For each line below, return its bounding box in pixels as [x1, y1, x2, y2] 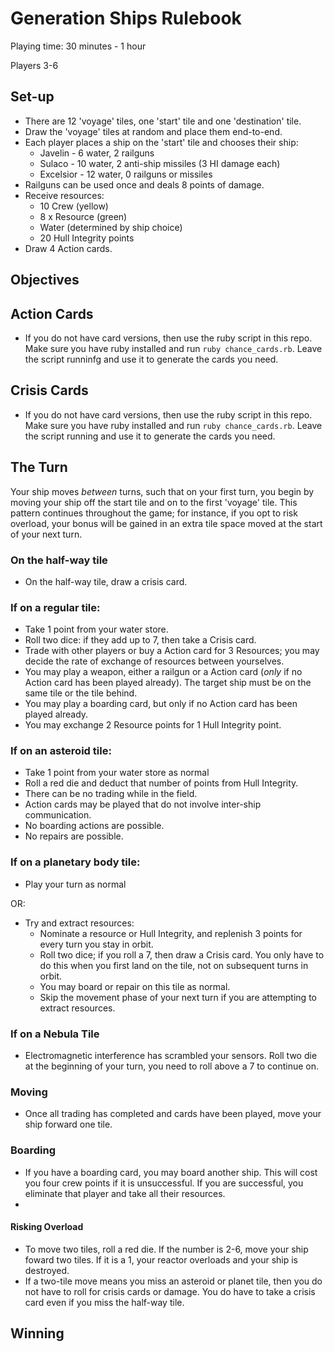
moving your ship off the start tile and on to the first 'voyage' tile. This [10, 496, 298, 508]
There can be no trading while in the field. [24, 788, 198, 800]
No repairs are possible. [24, 830, 124, 842]
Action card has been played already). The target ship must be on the [24, 677, 312, 689]
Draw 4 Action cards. [24, 242, 113, 254]
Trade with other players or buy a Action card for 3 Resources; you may [24, 645, 320, 657]
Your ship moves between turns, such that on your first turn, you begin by [10, 485, 315, 497]
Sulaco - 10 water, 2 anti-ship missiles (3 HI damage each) [39, 157, 281, 169]
